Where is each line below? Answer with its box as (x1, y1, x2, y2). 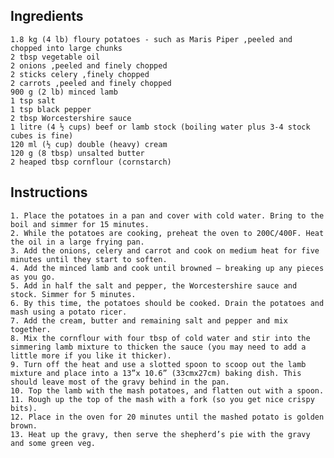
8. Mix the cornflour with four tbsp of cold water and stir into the (10, 333, 311, 343)
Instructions (10, 184, 88, 201)
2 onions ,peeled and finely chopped (10, 60, 168, 71)
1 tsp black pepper (10, 104, 92, 114)
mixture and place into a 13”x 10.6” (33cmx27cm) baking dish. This (10, 368, 302, 378)
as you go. (10, 272, 56, 282)
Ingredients (10, 8, 84, 25)
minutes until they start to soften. (10, 254, 168, 264)
